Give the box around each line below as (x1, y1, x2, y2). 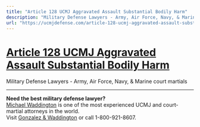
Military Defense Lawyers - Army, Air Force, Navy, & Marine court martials (6, 78, 187, 85)
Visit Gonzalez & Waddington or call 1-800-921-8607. (6, 114, 137, 121)
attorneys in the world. (24, 108, 80, 115)
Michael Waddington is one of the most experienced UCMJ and (6, 101, 162, 109)
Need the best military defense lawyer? (6, 95, 106, 102)
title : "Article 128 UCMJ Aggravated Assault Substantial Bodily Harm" (6, 8, 187, 15)
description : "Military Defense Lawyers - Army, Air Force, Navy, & (6, 14, 180, 20)
